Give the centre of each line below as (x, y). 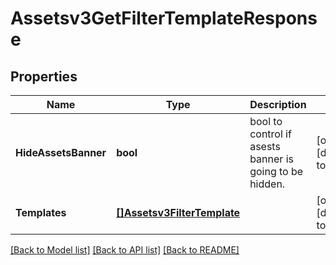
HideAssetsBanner (61, 152)
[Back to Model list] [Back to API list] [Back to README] (125, 250)
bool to (266, 121)
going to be (276, 171)
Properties (44, 76)
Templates (41, 212)
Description (278, 104)
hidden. (267, 184)
